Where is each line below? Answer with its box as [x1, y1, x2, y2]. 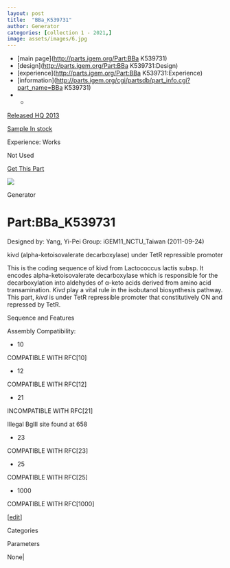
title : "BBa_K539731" [7, 16, 72, 23]
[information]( [16, 76, 57, 84]
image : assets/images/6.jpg [7, 36, 88, 43]
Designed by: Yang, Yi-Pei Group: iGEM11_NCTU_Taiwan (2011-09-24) [7, 237, 205, 246]
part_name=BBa [16, 84, 63, 92]
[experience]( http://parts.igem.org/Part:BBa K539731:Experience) [16, 69, 203, 78]
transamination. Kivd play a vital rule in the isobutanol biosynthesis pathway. [7, 286, 223, 294]
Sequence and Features [7, 313, 75, 322]
